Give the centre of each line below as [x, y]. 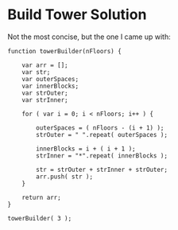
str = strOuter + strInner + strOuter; [102, 170]
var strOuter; [45, 93]
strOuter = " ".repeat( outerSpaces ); [102, 134]
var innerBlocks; [50, 86]
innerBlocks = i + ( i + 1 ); [86, 149]
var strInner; [45, 100]
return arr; [41, 197]
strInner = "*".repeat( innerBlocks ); [102, 156]
